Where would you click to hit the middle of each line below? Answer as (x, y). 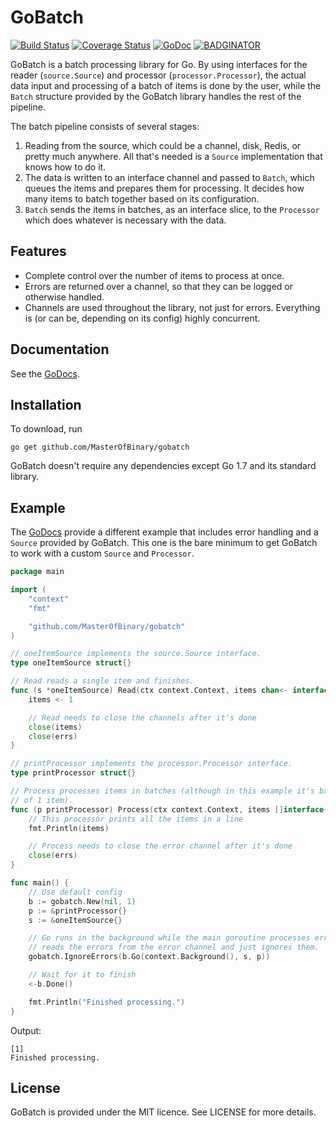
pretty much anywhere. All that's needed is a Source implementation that (173, 156)
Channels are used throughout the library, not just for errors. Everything (172, 307)
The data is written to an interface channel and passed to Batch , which (169, 177)
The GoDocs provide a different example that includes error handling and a (164, 532)
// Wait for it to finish (82, 975)
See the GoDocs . (45, 373)
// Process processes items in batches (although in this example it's (162, 791)
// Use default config (75, 892)
